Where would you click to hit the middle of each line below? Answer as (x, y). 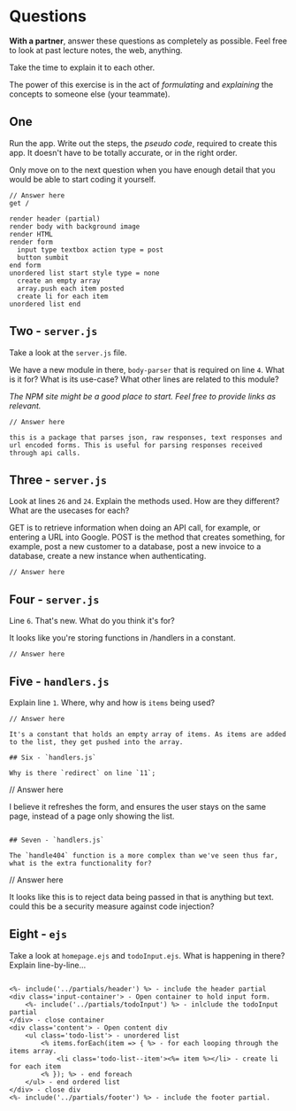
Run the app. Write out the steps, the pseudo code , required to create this (143, 143)
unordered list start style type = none (85, 273)
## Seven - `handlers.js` (57, 840)
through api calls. (45, 453)
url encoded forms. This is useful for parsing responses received (136, 445)
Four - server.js (54, 599)
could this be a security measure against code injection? (112, 906)
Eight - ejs (38, 934)
